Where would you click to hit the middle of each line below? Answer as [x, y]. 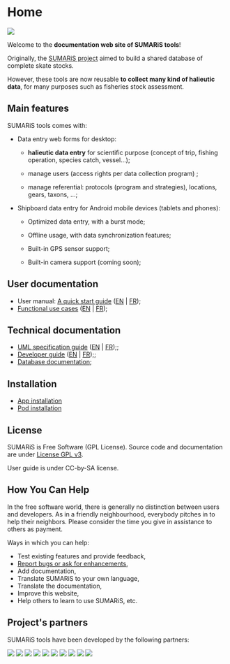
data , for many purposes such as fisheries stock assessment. [96, 86]
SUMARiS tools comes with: [47, 125]
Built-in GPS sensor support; [69, 248]
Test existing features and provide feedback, [82, 556]
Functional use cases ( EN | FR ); [62, 308]
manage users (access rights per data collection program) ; [113, 173]
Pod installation [39, 408]
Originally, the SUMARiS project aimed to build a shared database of [105, 58]
